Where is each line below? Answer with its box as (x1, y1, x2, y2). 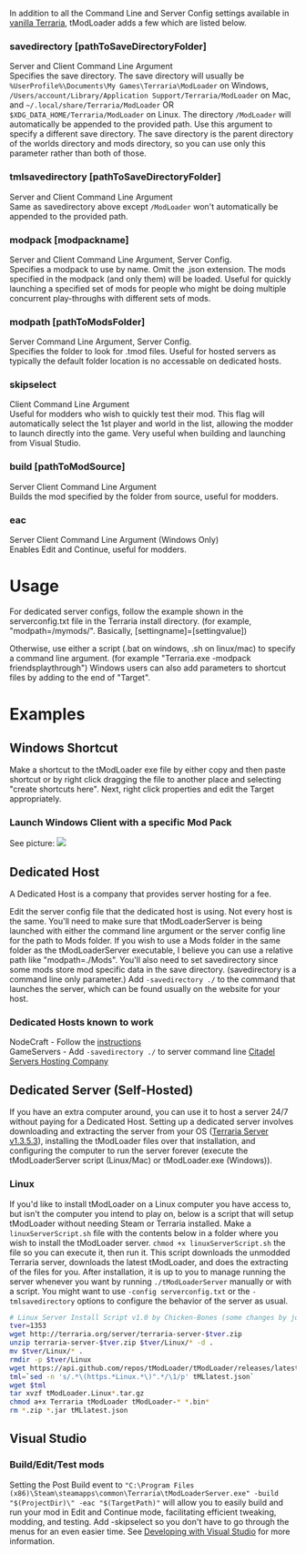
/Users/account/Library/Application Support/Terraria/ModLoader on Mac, (9, 90, 291, 101)
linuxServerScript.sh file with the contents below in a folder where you (9, 1227, 279, 1238)
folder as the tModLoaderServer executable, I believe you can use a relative (9, 945, 293, 956)
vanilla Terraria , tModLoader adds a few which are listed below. (9, 17, 248, 28)
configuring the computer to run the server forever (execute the (9, 1145, 249, 1156)
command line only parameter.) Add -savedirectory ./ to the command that (9, 974, 296, 985)
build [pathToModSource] (9, 460, 126, 473)
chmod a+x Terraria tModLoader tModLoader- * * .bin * (9, 1397, 209, 1406)
